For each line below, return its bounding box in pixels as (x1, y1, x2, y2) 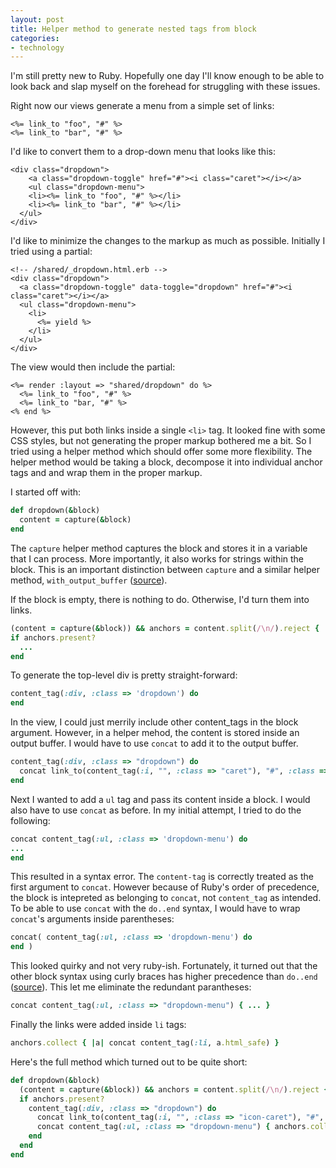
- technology (10, 42, 65, 53)
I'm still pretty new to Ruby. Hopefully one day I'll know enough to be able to (10, 70, 325, 82)
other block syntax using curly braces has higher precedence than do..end (10, 971, 318, 983)
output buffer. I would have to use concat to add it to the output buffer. (10, 737, 299, 750)
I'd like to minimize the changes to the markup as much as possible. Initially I (10, 235, 326, 247)
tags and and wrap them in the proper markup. (10, 467, 203, 479)
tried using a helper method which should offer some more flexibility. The (10, 446, 313, 458)
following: (10, 814, 51, 826)
